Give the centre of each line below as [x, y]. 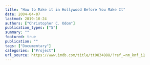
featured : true [21, 37]
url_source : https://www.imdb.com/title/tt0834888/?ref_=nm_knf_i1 [75, 55]
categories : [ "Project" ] [30, 50]
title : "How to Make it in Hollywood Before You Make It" [65, 10]
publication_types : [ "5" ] [31, 28]
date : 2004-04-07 [23, 14]
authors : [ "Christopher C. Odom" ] [40, 23]
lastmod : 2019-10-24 [26, 19]
